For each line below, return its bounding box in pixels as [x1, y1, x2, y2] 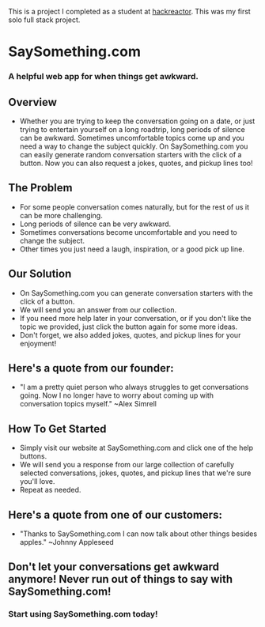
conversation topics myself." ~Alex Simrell [19, 399, 157, 409]
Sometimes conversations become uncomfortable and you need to [19, 227, 237, 236]
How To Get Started [8, 422, 107, 436]
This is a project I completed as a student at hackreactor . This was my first [8, 7, 251, 16]
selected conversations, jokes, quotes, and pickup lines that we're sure [19, 468, 252, 478]
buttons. [19, 451, 47, 461]
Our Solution [8, 267, 72, 281]
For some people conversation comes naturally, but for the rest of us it [19, 202, 249, 212]
